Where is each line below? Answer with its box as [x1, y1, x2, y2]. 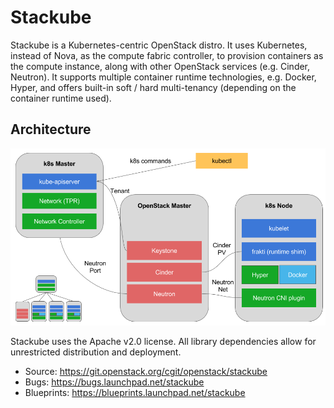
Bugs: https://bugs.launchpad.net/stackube [24, 376, 205, 388]
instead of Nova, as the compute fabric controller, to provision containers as [10, 49, 324, 61]
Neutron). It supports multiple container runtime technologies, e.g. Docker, [10, 71, 317, 83]
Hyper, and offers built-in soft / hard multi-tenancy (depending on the [10, 81, 297, 93]
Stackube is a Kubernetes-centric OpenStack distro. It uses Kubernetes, [10, 39, 308, 51]
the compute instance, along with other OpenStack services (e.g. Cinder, [10, 60, 311, 72]
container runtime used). [10, 92, 112, 104]
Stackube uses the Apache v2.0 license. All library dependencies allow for [10, 336, 317, 348]
